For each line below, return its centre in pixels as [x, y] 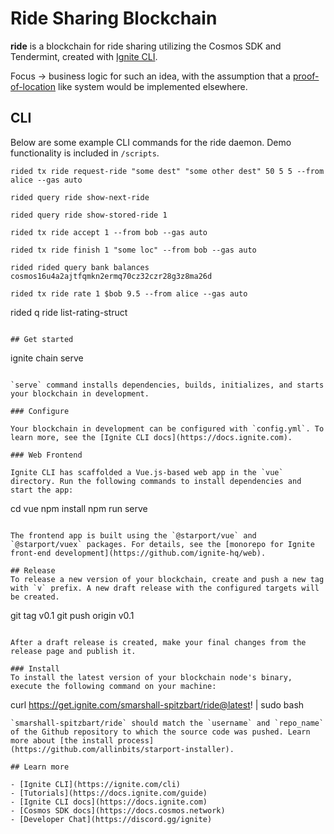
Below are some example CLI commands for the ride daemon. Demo [151, 142]
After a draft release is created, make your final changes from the [158, 642]
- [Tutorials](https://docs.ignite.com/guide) [109, 793]
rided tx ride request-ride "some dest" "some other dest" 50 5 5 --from [167, 171]
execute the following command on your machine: [113, 686]
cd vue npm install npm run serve [79, 508]
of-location [33, 86]
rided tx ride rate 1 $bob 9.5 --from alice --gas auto [129, 293]
